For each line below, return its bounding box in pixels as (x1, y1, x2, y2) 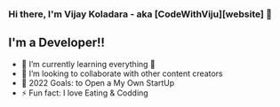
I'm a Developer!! (8, 35, 106, 50)
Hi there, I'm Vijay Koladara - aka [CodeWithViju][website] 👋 (8, 8, 273, 20)
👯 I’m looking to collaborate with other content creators (20, 68, 223, 79)
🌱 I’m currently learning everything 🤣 (20, 58, 156, 69)
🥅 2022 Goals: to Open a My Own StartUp (20, 77, 175, 88)
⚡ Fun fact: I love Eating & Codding (20, 88, 148, 98)
